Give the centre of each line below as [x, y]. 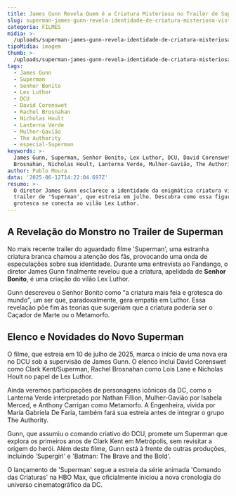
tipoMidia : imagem [34, 46]
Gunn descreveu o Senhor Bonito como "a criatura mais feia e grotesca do [115, 292]
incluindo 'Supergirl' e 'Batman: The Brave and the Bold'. [89, 456]
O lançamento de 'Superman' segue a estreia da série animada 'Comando [114, 469]
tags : [15, 66]
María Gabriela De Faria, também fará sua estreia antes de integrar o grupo [116, 412]
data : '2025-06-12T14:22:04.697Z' [58, 177]
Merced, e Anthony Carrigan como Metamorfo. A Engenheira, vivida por [111, 405]
